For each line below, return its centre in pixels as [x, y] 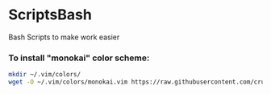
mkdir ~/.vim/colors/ [45, 75]
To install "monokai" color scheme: [79, 58]
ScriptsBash [50, 15]
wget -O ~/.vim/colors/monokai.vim [68, 82]
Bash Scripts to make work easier [64, 37]
